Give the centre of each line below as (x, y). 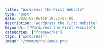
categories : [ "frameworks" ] (34, 32)
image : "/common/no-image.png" (37, 41)
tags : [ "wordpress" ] (26, 37)
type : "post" (18, 14)
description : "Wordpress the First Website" (51, 23)
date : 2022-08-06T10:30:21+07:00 (39, 18)
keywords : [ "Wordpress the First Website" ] (50, 28)
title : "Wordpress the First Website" (45, 9)
